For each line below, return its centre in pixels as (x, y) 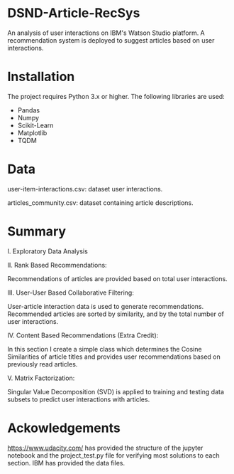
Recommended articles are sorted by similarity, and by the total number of (116, 314)
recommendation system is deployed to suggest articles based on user (111, 40)
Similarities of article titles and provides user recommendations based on (114, 357)
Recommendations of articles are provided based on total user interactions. (118, 278)
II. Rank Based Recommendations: (57, 265)
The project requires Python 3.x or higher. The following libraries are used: (116, 96)
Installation (41, 77)
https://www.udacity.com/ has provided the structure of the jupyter (105, 448)
